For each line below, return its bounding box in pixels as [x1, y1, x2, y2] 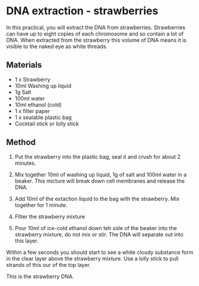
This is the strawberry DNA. [6, 272, 74, 280]
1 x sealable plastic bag [14, 114, 72, 121]
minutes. [14, 159, 37, 166]
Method [6, 137, 36, 147]
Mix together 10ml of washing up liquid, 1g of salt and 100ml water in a [14, 171, 187, 178]
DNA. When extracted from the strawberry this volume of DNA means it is [6, 36, 187, 43]
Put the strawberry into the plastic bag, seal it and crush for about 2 [14, 153, 181, 160]
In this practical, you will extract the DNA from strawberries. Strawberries [6, 24, 186, 31]
